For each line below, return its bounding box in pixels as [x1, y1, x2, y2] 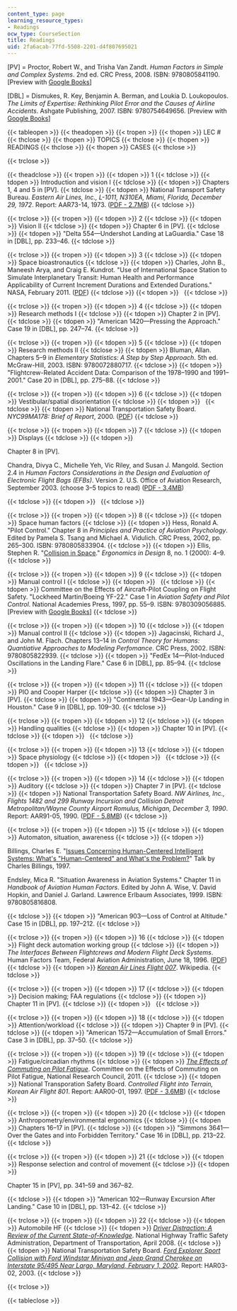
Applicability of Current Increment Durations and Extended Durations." [7, 281, 212, 289]
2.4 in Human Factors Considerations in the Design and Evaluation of [7, 468, 210, 477]
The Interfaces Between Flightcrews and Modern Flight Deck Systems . [7, 948, 214, 957]
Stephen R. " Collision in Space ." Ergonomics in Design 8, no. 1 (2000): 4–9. [7, 548, 226, 557]
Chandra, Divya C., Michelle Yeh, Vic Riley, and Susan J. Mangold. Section [7, 461, 224, 469]
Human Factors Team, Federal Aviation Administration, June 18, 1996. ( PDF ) [7, 956, 228, 964]
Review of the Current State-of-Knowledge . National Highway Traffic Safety [7, 1231, 229, 1239]
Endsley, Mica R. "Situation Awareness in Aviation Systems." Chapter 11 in [7, 876, 221, 884]
